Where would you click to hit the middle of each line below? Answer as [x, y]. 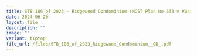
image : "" [18, 33]
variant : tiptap [26, 38]
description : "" [26, 28]
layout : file [22, 22]
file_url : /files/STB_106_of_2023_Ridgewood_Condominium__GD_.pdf [89, 44]
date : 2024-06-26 [27, 17]
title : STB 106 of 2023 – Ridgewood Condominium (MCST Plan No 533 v [93, 11]
